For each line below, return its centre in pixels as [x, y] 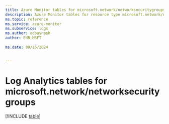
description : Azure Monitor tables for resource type [63, 15]
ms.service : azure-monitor [33, 24]
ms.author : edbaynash [28, 33]
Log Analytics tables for [56, 81]
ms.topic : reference [27, 19]
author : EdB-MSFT [23, 38]
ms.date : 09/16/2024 [27, 47]
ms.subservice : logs [27, 29]
